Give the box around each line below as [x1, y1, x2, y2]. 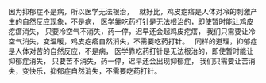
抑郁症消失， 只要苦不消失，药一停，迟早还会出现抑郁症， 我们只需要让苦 [8, 56, 249, 66]
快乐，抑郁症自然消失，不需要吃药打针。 [29, 66, 161, 75]
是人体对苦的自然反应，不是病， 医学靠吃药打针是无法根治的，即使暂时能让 [8, 47, 254, 55]
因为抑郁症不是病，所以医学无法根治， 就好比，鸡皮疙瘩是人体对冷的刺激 [8, 7, 251, 16]
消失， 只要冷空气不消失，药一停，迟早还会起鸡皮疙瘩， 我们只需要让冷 [21, 27, 256, 36]
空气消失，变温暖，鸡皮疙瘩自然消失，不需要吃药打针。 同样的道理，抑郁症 [8, 36, 258, 46]
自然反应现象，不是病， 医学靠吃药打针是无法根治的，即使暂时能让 [21, 17, 240, 26]
